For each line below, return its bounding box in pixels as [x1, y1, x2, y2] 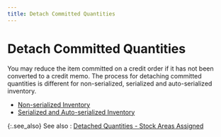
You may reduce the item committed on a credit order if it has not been [7, 64, 214, 73]
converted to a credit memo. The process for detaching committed [7, 71, 202, 80]
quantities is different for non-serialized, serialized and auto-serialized [7, 79, 212, 88]
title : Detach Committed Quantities [7, 10, 115, 18]
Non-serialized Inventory [17, 100, 91, 109]
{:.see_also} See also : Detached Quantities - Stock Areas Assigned [7, 121, 204, 130]
